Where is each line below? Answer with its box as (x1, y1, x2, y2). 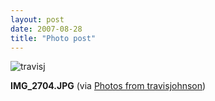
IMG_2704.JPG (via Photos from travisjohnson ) (10, 80, 207, 92)
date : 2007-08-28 (10, 24, 83, 34)
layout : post (10, 14, 65, 25)
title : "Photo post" (10, 33, 97, 43)
